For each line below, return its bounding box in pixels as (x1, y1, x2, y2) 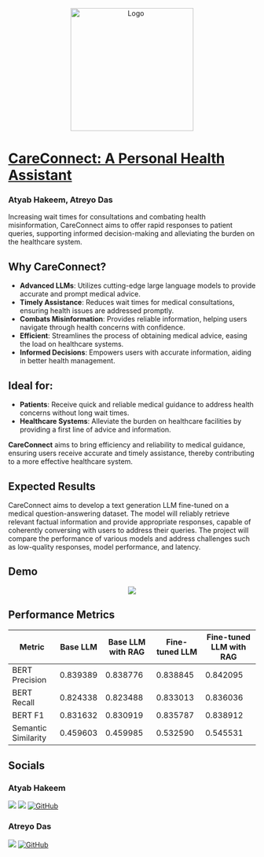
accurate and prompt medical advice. (19, 289, 141, 299)
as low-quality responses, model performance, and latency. (8, 542, 201, 551)
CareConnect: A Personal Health (8, 149, 225, 167)
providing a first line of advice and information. (19, 425, 171, 435)
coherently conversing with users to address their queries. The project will (8, 525, 249, 535)
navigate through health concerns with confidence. (19, 322, 186, 333)
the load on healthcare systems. (19, 340, 124, 349)
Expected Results (8, 480, 96, 493)
